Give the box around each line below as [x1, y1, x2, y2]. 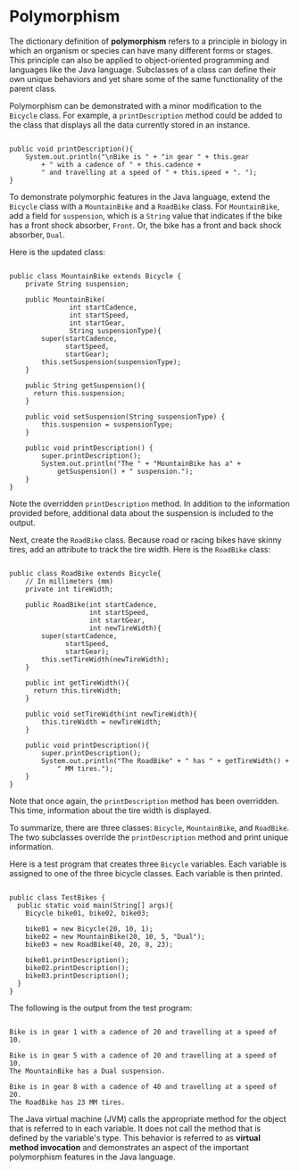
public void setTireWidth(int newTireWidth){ [25, 710, 198, 718]
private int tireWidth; [25, 585, 114, 594]
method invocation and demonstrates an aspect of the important [9, 1142, 250, 1152]
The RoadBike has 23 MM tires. [9, 1098, 126, 1107]
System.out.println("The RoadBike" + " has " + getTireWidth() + [41, 756, 290, 765]
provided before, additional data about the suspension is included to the [9, 507, 274, 519]
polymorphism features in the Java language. [9, 1151, 176, 1162]
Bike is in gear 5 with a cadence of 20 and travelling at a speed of [9, 1051, 278, 1059]
